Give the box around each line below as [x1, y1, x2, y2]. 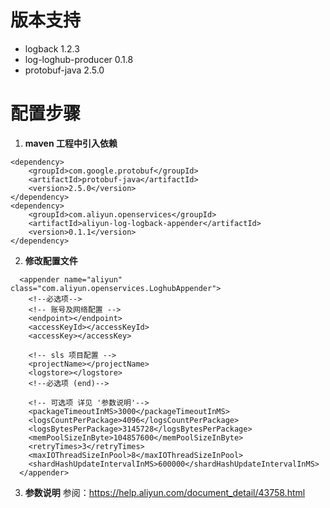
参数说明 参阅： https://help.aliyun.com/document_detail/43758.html [24, 486, 306, 498]
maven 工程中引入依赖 [24, 137, 118, 149]
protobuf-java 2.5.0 [24, 64, 105, 76]
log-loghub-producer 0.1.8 [24, 53, 134, 65]
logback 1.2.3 [24, 42, 80, 55]
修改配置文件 [24, 254, 78, 266]
